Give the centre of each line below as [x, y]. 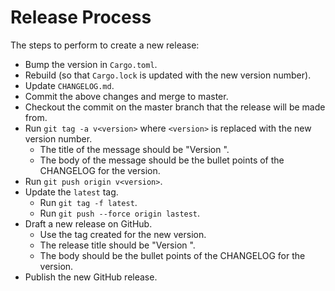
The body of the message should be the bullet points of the [162, 160]
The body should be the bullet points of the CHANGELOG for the [172, 255]
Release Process [81, 17]
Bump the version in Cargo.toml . [91, 64]
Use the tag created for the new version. [123, 234]
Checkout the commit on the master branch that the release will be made [175, 107]
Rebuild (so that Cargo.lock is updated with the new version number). [168, 75]
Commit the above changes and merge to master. [126, 96]
